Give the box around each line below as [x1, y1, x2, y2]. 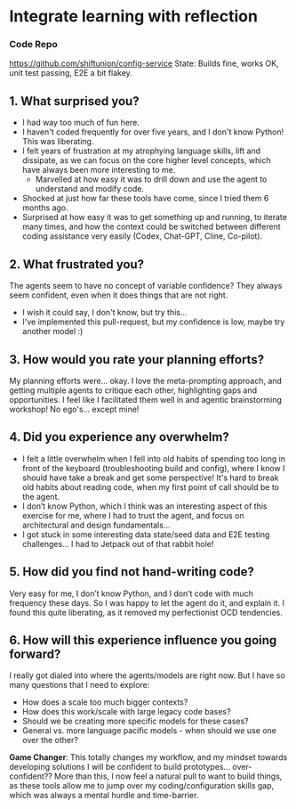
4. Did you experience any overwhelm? [9, 429, 229, 445]
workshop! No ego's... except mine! [9, 404, 140, 414]
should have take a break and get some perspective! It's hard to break [21, 472, 279, 483]
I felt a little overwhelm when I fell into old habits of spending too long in [21, 453, 286, 464]
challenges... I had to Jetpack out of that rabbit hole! [21, 538, 214, 549]
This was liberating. [21, 136, 94, 147]
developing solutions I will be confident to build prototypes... [9, 762, 231, 772]
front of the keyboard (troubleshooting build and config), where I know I [21, 462, 285, 473]
